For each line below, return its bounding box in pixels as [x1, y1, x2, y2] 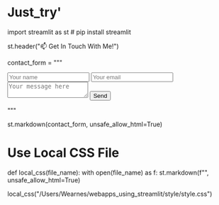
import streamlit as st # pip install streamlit [7, 28, 131, 36]
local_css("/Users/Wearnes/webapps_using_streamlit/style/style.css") [7, 189, 213, 198]
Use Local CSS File [7, 145, 120, 161]
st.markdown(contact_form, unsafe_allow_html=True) [7, 120, 163, 128]
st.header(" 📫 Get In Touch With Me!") [7, 42, 119, 50]
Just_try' [7, 4, 62, 21]
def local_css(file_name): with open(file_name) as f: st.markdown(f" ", [7, 168, 209, 177]
